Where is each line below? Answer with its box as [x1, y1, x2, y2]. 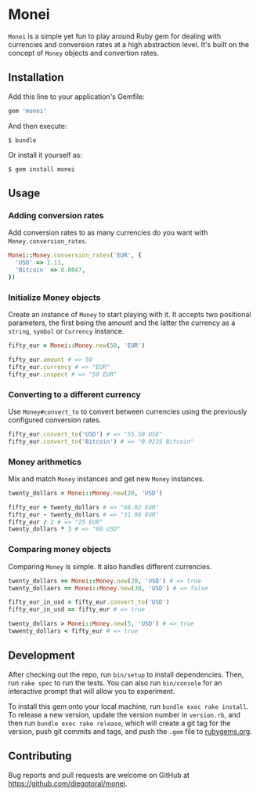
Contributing [8, 750, 72, 763]
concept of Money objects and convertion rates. [8, 48, 159, 57]
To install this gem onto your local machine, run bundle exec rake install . [8, 701, 249, 711]
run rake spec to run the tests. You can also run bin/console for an [8, 677, 222, 688]
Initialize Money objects [8, 292, 101, 303]
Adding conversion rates [8, 210, 104, 221]
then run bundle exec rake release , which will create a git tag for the [8, 718, 231, 728]
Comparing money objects [8, 544, 112, 555]
